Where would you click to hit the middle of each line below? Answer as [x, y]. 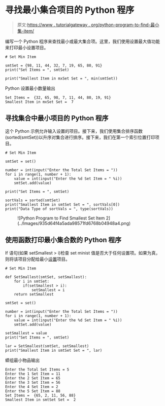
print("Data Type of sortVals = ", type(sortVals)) [59, 209]
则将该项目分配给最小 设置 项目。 [37, 259]
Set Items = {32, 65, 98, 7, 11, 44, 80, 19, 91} [58, 97]
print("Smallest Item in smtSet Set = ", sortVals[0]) [63, 204]
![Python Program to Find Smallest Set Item [61, 218]
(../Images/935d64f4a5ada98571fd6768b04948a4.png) [74, 223]
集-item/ [26, 31]
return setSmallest [34, 294]
